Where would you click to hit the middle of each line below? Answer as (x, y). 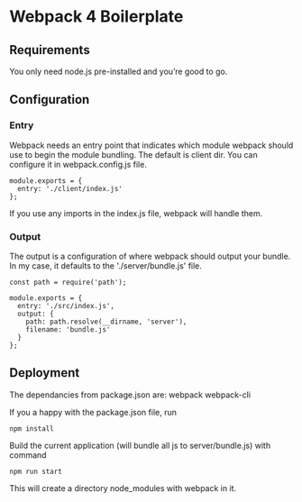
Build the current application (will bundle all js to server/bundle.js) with (140, 445)
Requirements (50, 50)
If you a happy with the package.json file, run (93, 412)
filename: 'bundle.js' (68, 329)
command (28, 455)
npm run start (36, 471)
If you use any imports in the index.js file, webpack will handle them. (136, 213)
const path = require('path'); (68, 282)
